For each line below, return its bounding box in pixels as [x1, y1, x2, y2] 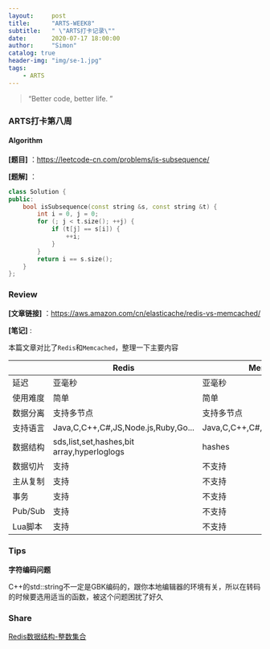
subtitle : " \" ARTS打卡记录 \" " [8, 27, 116, 35]
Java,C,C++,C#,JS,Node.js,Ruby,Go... [52, 421, 195, 433]
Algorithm [8, 136, 43, 146]
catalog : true [8, 49, 56, 57]
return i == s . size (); [37, 255, 113, 263]
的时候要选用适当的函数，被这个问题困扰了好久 [8, 592, 163, 602]
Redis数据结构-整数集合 [8, 632, 87, 642]
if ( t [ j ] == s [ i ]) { [51, 225, 121, 233]
